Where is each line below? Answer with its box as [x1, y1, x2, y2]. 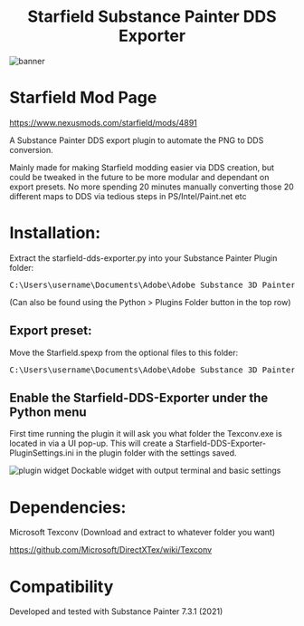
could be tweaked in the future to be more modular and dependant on [9, 171, 270, 182]
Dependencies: [9, 496, 127, 517]
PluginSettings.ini [9, 448, 74, 458]
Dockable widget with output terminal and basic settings [71, 465, 281, 477]
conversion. [9, 144, 53, 155]
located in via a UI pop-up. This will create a [9, 438, 174, 449]
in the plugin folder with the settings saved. [75, 448, 237, 458]
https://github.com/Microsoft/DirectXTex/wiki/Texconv [9, 544, 213, 555]
